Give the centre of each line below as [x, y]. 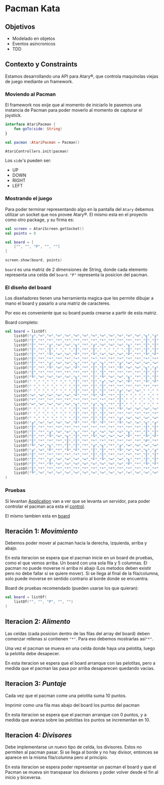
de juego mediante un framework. [39, 81]
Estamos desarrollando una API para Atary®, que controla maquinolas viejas [82, 76]
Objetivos [20, 27]
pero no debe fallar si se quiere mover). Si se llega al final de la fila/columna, [82, 574]
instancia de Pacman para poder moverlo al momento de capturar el [74, 110]
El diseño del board [28, 287]
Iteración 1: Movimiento [42, 531]
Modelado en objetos [34, 38]
